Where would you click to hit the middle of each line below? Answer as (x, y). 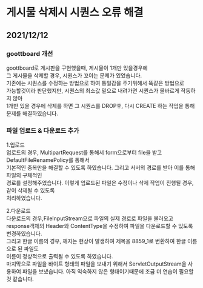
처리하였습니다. (24, 198)
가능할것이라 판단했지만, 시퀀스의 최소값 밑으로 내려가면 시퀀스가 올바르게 (93, 90)
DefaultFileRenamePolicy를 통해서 (48, 160)
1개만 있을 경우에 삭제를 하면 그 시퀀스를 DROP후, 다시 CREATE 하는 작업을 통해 (101, 105)
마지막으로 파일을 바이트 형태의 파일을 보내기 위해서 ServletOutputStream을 (96, 264)
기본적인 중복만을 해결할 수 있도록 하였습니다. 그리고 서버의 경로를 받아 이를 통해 (101, 168)
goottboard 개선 (30, 53)
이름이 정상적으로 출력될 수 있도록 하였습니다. (60, 256)
